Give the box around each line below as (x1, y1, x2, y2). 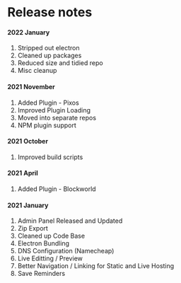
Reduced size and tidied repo (17, 59, 104, 67)
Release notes (7, 4, 93, 21)
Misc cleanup (17, 67, 57, 75)
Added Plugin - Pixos (17, 98, 79, 107)
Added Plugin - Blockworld (17, 185, 97, 193)
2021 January (7, 201, 49, 209)
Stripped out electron (17, 44, 80, 52)
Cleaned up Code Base (17, 231, 86, 241)
